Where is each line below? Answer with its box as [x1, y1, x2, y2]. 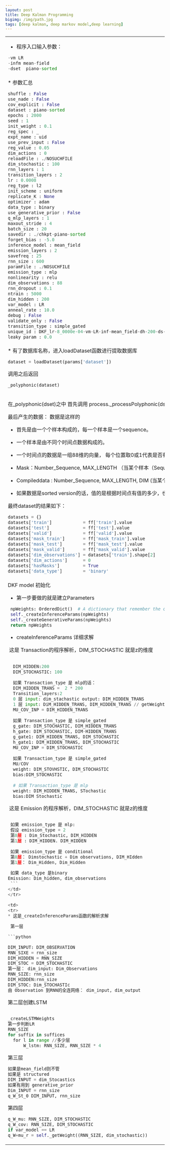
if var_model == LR [8, 1127, 55, 1133]
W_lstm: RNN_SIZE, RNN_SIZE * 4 [23, 1043, 101, 1049]
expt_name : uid [8, 134, 47, 140]
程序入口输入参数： [16, 43, 62, 50]
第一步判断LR [8, 1021, 35, 1027]
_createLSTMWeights [8, 1016, 55, 1022]
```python [8, 934, 31, 939]
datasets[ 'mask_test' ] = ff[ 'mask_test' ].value [8, 541, 143, 547]
